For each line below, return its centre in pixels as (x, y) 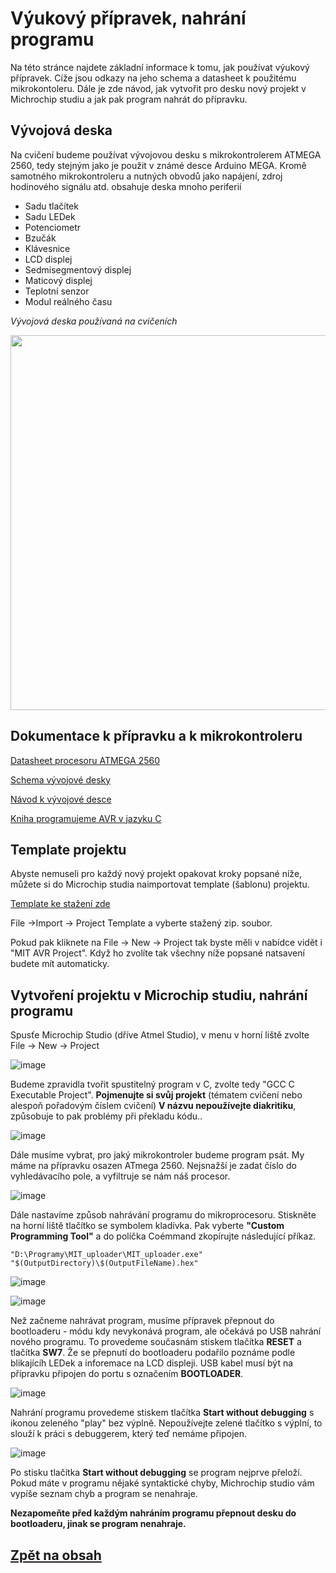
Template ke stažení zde (60, 904)
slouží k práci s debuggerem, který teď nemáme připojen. (129, 1434)
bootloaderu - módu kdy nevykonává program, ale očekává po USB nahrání (166, 1331)
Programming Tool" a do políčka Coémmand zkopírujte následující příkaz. (163, 1236)
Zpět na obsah (56, 1555)
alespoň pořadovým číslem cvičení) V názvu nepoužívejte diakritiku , (153, 1106)
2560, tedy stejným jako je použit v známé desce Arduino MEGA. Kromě (158, 165)
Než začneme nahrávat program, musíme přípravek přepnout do (142, 1321)
